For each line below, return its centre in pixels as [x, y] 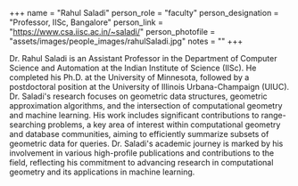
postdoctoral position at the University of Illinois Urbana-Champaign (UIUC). [149, 87]
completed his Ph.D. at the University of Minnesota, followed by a [129, 77]
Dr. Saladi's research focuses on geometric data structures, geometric [138, 96]
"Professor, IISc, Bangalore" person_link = [86, 22]
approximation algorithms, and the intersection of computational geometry [146, 105]
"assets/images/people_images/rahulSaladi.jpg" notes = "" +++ [126, 41]
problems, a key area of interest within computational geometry [164, 125]
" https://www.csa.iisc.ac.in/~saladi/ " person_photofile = [112, 32]
